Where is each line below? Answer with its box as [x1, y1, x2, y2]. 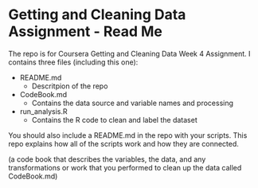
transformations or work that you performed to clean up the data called [8, 163, 242, 172]
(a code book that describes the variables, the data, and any [8, 154, 206, 164]
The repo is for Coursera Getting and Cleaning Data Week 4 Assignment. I [8, 49, 251, 58]
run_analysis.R [19, 106, 68, 116]
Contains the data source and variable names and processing [31, 98, 233, 108]
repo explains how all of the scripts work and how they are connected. [8, 139, 239, 148]
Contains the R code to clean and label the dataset [31, 115, 197, 124]
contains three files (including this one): [8, 57, 139, 67]
